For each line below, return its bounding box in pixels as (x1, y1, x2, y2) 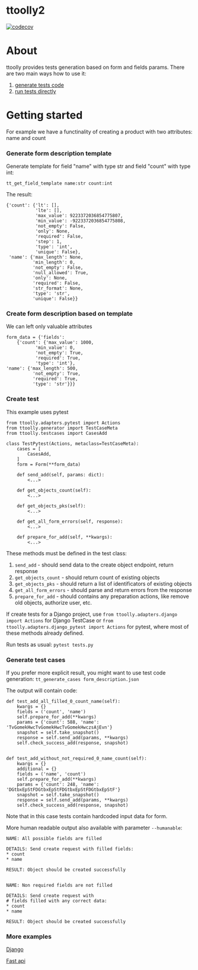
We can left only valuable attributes (6, 323, 93, 330)
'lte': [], (35, 208, 62, 214)
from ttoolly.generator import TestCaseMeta (6, 425, 118, 431)
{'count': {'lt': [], (6, 202, 60, 208)
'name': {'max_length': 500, (6, 365, 78, 371)
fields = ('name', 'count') (17, 771, 86, 777)
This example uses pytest (6, 408, 69, 415)
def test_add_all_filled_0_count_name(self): (6, 698, 120, 704)
